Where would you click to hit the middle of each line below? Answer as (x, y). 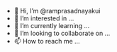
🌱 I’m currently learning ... (52, 26)
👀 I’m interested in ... (44, 18)
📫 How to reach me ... (47, 41)
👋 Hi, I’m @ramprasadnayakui (57, 11)
